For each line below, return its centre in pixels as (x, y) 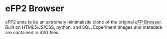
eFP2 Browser (35, 9)
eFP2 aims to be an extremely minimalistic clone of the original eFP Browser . (84, 22)
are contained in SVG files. (32, 32)
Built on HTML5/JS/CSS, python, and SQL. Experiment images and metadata (84, 27)
